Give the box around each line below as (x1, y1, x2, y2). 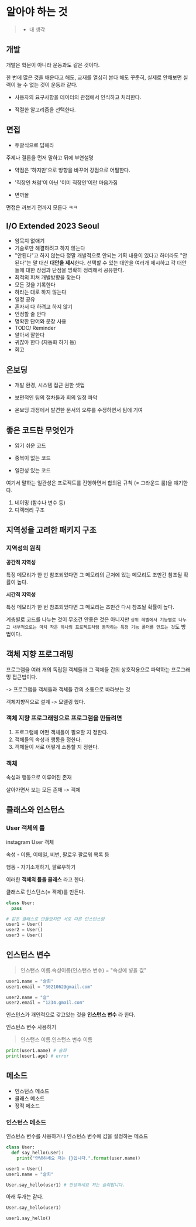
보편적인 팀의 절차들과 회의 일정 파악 (14, 394, 98, 401)
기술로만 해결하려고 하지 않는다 (14, 244, 85, 252)
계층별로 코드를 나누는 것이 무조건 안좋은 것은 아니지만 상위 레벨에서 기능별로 (6, 616, 177, 623)
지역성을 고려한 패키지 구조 (6, 525, 97, 535)
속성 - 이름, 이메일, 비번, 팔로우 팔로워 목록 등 (6, 851, 109, 858)
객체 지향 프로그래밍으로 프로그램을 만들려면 (6, 714, 122, 722)
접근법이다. (12, 673, 38, 680)
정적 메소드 (14, 1102, 40, 1109)
